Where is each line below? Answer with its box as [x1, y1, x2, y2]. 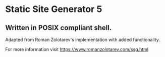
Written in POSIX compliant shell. [5, 23, 112, 32]
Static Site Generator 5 [5, 3, 102, 15]
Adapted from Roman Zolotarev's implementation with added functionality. [5, 36, 160, 42]
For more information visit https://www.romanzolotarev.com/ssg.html [5, 46, 149, 52]
